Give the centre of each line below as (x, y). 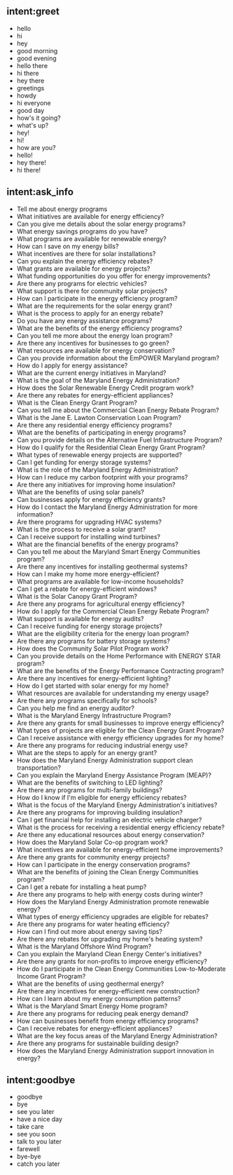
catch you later (38, 1164)
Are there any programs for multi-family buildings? (89, 790)
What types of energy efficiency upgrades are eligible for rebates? (113, 916)
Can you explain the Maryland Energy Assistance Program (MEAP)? (114, 775)
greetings (30, 88)
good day (30, 110)
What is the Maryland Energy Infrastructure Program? (94, 715)
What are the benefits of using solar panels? (80, 492)
